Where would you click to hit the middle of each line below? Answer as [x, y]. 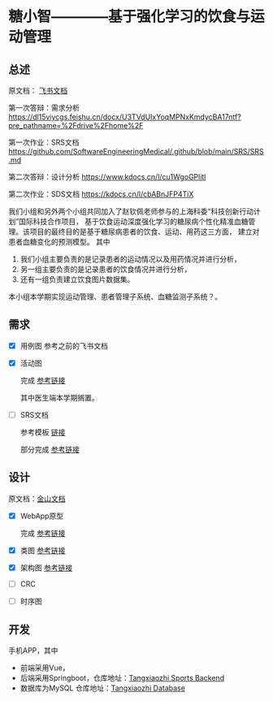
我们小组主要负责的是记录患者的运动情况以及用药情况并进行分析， [130, 259]
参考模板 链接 [43, 432]
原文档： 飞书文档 [38, 91]
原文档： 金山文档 [37, 498]
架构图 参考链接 [46, 567]
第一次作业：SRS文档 [44, 142]
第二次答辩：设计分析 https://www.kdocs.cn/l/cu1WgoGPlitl [107, 177]
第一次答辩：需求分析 [44, 108]
